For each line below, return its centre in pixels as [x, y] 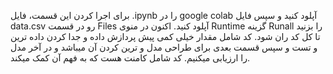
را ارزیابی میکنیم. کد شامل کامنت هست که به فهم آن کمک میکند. [130, 58]
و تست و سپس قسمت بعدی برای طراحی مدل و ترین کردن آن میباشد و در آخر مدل [164, 47]
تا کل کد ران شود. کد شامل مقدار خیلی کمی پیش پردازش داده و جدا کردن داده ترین [165, 36]
